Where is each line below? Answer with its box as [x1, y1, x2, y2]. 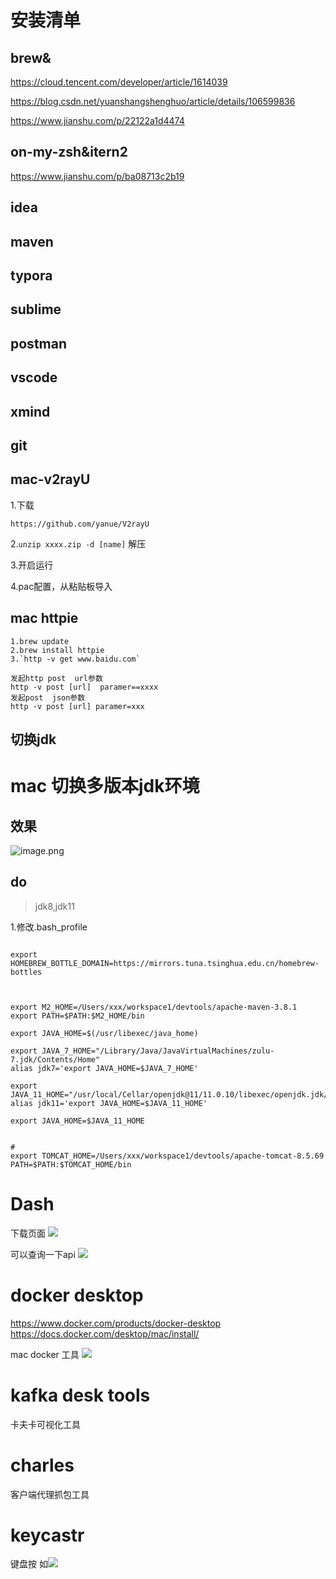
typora [10, 267, 53, 284]
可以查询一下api [10, 1248, 76, 1260]
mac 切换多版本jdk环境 [10, 775, 200, 798]
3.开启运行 [10, 559, 54, 571]
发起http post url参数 [10, 673, 103, 683]
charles [10, 1454, 75, 1476]
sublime [10, 301, 62, 318]
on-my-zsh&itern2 [10, 144, 128, 161]
